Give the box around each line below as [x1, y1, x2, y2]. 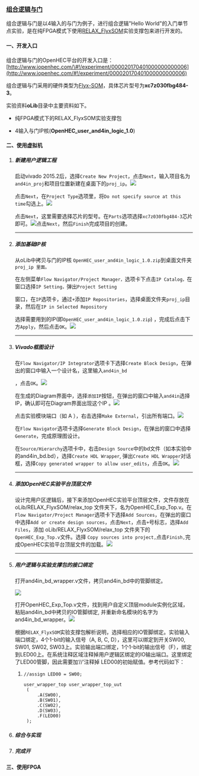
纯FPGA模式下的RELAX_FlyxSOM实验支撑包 [14, 114, 122, 121]
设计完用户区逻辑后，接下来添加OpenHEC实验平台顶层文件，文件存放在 [14, 496, 190, 503]
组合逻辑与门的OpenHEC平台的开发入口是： [6, 56, 114, 64]
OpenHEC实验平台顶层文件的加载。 [20, 541, 107, 548]
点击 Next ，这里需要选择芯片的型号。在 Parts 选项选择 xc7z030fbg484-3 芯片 [14, 213, 193, 220]
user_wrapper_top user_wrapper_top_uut [23, 681, 123, 687]
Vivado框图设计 [14, 343, 54, 350]
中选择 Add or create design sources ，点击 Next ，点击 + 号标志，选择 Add [14, 519, 188, 526]
